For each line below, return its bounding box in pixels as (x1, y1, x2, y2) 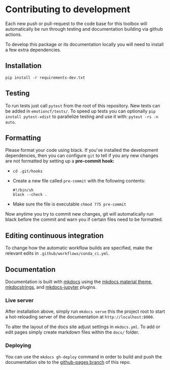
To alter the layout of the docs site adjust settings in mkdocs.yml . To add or (5, 323, 160, 330)
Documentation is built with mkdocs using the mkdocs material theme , (5, 279, 153, 285)
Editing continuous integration (5, 231, 104, 240)
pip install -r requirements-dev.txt (5, 75, 86, 80)
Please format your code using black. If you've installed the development (5, 147, 159, 153)
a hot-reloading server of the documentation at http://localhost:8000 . (5, 314, 154, 320)
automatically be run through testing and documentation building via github (5, 26, 163, 32)
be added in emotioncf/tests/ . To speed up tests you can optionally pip (5, 108, 156, 114)
